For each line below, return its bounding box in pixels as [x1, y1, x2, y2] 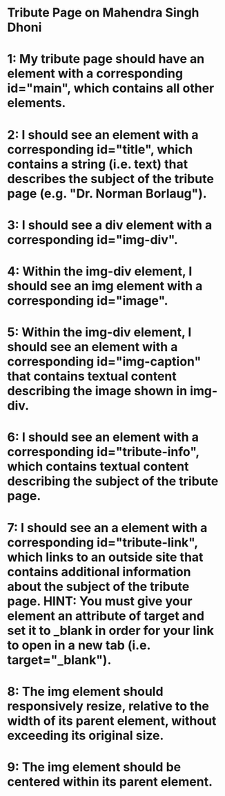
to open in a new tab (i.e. [7, 637, 150, 653]
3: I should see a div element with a [7, 217, 213, 233]
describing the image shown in [7, 383, 188, 399]
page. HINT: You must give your [7, 593, 193, 609]
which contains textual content [7, 459, 189, 475]
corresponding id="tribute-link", [7, 534, 198, 550]
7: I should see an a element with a [7, 520, 208, 536]
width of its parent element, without [7, 713, 217, 728]
